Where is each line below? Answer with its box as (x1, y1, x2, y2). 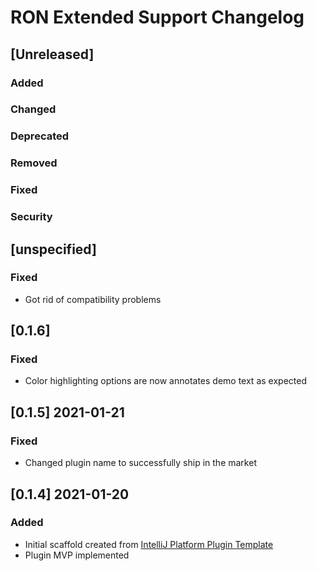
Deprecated (10, 129, 70, 143)
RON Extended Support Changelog (10, 6, 305, 29)
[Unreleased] (10, 46, 95, 63)
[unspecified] (10, 241, 97, 258)
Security (10, 210, 53, 224)
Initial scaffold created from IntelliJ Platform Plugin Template (24, 538, 274, 550)
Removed (10, 156, 58, 170)
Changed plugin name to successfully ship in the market (24, 457, 257, 469)
